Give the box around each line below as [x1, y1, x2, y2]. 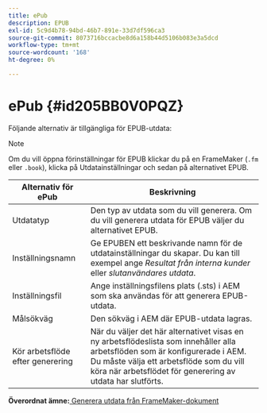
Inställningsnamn [12, 252, 76, 263]
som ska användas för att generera [90, 290, 221, 301]
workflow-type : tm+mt [8, 41, 80, 49]
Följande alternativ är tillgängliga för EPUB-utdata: [8, 123, 172, 133]
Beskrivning [149, 186, 196, 197]
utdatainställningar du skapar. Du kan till [90, 247, 240, 258]
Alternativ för [21, 181, 74, 192]
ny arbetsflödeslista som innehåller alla [90, 335, 236, 346]
